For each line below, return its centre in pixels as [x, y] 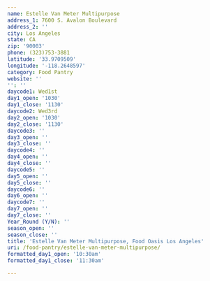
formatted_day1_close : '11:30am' [56, 261]
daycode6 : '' [26, 189]
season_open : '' [31, 228]
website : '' [24, 79]
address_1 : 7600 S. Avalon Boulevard [62, 20]
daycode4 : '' [26, 150]
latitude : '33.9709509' [42, 59]
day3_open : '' [28, 137]
